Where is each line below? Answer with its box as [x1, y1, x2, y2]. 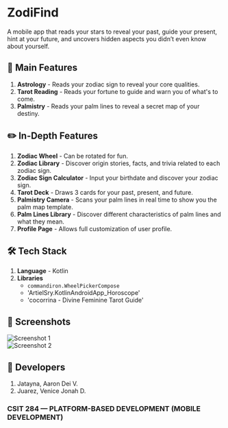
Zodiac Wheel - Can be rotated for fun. [16, 152, 129, 160]
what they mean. [16, 217, 65, 226]
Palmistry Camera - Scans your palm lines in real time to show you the [16, 195, 217, 204]
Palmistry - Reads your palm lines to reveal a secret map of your [16, 102, 200, 110]
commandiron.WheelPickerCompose [27, 283, 120, 289]
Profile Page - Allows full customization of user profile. [16, 224, 173, 233]
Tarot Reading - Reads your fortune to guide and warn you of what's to [16, 87, 218, 95]
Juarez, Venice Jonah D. [16, 387, 86, 395]
